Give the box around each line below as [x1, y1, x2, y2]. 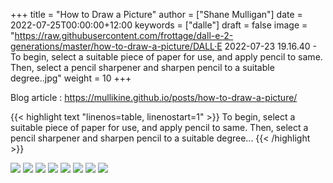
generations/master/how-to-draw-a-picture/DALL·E [10, 40, 223, 52]
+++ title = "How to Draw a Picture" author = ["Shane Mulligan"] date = [10, 9, 303, 20]
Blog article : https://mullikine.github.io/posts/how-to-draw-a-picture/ [10, 92, 298, 103]
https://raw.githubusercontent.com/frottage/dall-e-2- [14, 30, 234, 41]
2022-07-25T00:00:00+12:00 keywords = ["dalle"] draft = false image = [10, 19, 308, 31]
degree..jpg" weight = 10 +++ [10, 72, 132, 84]
